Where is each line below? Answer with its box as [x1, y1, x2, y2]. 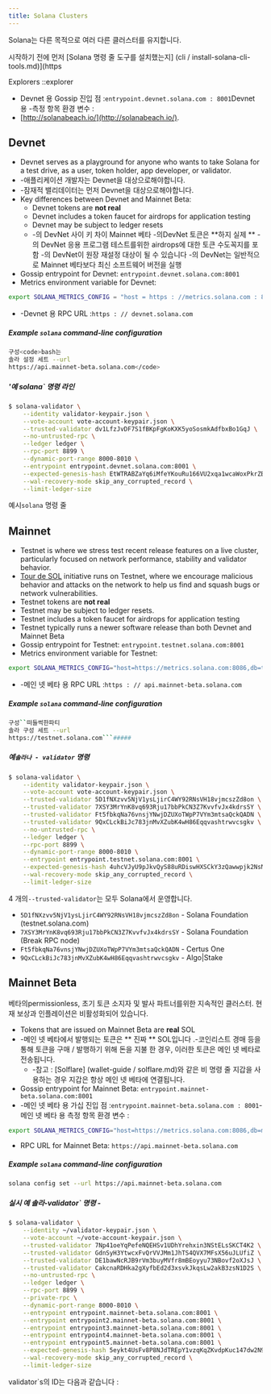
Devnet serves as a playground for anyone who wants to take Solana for [19, 157, 260, 167]
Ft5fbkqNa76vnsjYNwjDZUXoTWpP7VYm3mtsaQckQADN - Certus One [19, 944, 225, 954]
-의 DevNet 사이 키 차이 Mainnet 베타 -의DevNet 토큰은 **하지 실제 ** [31, 230, 256, 239]
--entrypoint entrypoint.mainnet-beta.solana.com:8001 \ [23, 1309, 219, 1317]
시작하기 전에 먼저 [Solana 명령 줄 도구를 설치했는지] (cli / [8, 52, 191, 61]
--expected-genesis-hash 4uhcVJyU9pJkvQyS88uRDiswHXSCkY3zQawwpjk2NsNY [23, 863, 269, 872]
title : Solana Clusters [8, 11, 89, 20]
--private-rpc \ [23, 1294, 78, 1302]
